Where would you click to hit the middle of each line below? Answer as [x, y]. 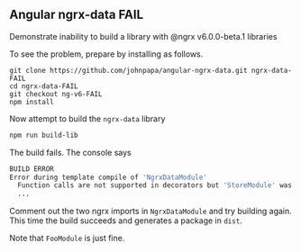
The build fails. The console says [71, 152]
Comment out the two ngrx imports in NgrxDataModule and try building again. [151, 211]
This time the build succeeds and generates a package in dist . [126, 220]
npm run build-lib [44, 135]
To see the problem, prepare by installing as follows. [106, 54]
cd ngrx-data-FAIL [44, 86]
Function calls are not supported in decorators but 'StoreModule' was [155, 185]
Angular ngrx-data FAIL [77, 15]
